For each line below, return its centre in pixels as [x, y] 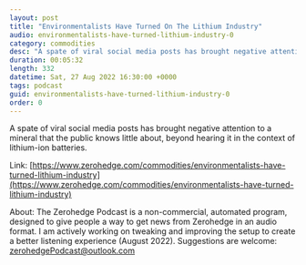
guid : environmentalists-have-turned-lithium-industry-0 [120, 94]
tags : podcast [36, 86]
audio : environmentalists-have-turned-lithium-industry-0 [122, 35]
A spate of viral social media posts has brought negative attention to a [141, 128]
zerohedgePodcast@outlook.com [72, 250]
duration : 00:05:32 [46, 60]
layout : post [34, 18]
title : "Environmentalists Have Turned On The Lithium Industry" [136, 26]
